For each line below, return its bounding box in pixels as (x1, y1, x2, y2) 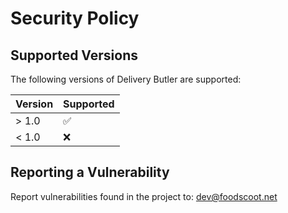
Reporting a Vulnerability (10, 164, 170, 181)
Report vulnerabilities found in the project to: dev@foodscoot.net (10, 190, 278, 202)
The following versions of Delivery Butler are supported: (10, 73, 242, 85)
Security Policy (10, 7, 140, 30)
